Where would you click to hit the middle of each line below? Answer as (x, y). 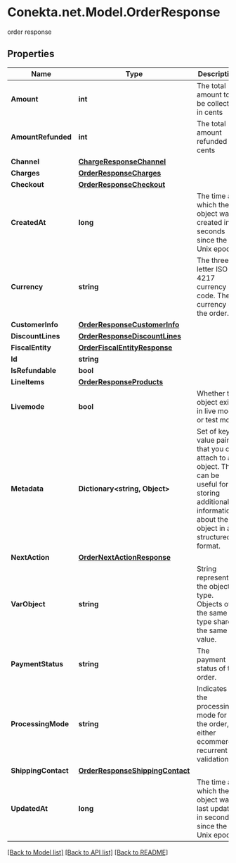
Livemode (28, 406)
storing (208, 493)
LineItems (28, 381)
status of (211, 668)
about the (212, 519)
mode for (211, 715)
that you (210, 448)
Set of (206, 431)
